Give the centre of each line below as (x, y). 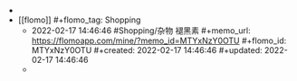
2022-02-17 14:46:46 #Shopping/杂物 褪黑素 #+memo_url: (141, 31)
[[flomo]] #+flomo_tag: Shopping (79, 20)
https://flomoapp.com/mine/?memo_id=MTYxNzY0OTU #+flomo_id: (159, 40)
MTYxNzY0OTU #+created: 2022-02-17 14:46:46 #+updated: (147, 50)
